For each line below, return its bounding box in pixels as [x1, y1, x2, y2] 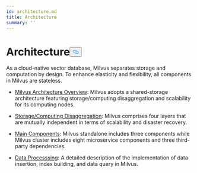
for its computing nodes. [14, 101, 75, 108]
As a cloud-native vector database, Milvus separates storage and [6, 64, 166, 71]
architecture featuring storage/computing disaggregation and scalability [14, 95, 191, 102]
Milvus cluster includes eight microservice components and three [14, 136, 175, 143]
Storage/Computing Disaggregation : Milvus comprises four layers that [14, 113, 186, 120]
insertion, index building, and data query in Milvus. [14, 161, 138, 168]
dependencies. [29, 143, 66, 150]
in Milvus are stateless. [6, 77, 62, 84]
